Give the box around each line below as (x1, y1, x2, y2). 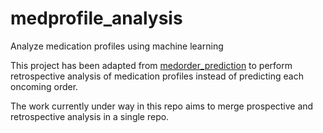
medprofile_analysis (10, 7, 183, 30)
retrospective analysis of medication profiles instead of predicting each (10, 70, 304, 82)
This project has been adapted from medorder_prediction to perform (10, 59, 293, 71)
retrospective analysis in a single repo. (10, 110, 170, 122)
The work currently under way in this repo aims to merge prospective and (10, 100, 314, 112)
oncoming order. (10, 80, 79, 92)
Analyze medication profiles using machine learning (10, 40, 224, 52)
